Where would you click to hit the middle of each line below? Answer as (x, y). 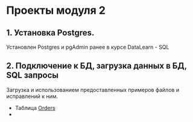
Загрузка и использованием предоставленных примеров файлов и (93, 90)
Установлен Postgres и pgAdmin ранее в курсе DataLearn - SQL (88, 47)
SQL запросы (33, 75)
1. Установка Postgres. (50, 33)
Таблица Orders (35, 108)
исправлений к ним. (32, 96)
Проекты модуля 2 (56, 11)
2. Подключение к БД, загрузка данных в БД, (96, 66)
